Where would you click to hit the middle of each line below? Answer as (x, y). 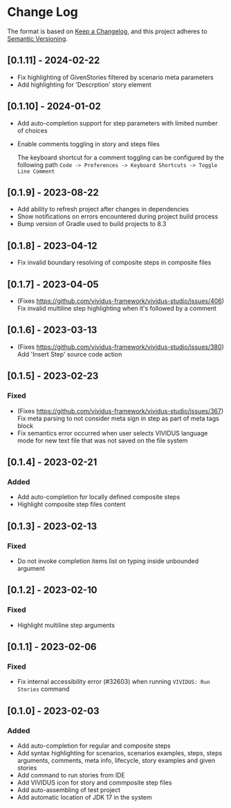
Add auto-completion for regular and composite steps (94, 746)
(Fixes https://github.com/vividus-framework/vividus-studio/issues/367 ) (120, 411)
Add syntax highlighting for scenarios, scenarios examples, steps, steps (120, 753)
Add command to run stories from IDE (71, 775)
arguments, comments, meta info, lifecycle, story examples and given (116, 760)
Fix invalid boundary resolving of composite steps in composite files (114, 263)
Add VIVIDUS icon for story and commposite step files (94, 782)
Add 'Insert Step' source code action (70, 354)
